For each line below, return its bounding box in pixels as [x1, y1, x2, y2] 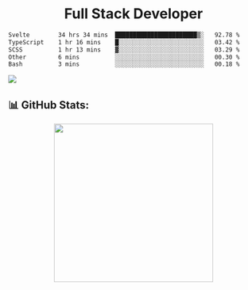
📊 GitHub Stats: [8, 98, 90, 112]
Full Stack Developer [64, 5, 203, 23]
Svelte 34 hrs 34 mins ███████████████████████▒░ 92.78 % [8, 31, 240, 39]
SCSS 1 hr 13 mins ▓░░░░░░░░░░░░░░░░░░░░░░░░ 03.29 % [8, 45, 240, 54]
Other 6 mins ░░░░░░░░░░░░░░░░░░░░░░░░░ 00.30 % [8, 53, 240, 61]
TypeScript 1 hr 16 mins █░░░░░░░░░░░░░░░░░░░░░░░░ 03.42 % [8, 38, 240, 46]
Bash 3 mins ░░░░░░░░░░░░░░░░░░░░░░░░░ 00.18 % [8, 60, 240, 68]
